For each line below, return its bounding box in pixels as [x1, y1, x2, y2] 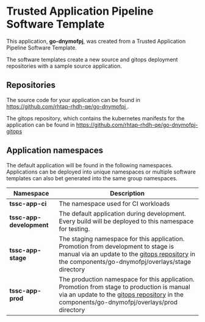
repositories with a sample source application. [6, 62, 122, 70]
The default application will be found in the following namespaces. [6, 161, 173, 169]
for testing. [59, 224, 90, 233]
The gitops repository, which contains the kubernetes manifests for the [6, 114, 185, 122]
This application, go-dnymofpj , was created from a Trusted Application [6, 37, 186, 45]
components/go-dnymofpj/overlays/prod [59, 298, 178, 306]
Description [109, 189, 145, 197]
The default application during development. [59, 209, 186, 218]
